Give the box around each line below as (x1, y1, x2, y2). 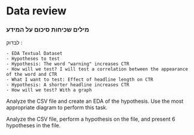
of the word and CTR (6, 72, 58, 78)
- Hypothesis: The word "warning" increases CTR (6, 61, 130, 67)
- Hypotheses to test (6, 56, 60, 62)
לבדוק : (6, 39, 23, 46)
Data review (6, 4, 67, 18)
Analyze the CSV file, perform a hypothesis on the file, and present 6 (6, 115, 175, 123)
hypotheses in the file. (6, 122, 61, 129)
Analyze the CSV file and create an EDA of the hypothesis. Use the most (6, 97, 184, 105)
